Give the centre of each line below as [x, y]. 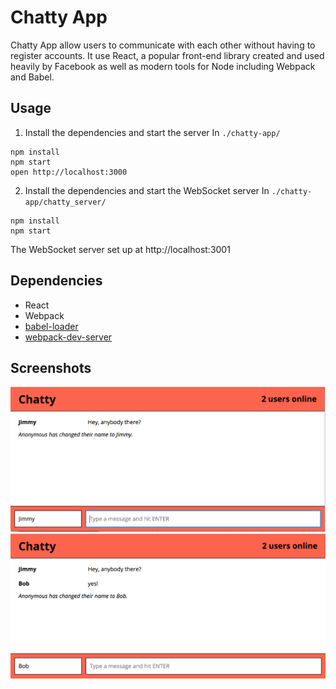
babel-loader [51, 326]
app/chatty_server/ [65, 202]
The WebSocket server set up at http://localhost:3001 [120, 249]
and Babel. [32, 77]
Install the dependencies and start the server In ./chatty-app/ [152, 132]
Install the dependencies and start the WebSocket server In [147, 190]
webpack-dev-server [68, 337]
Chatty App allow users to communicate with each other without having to [163, 45]
